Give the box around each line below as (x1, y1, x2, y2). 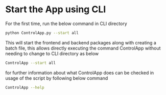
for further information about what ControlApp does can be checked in (5, 69, 154, 76)
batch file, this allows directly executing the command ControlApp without (5, 45, 161, 51)
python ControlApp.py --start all (5, 30, 79, 35)
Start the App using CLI (5, 4, 106, 15)
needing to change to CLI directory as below (5, 50, 99, 57)
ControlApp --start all (5, 60, 56, 65)
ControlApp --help (5, 85, 44, 90)
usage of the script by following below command (5, 75, 108, 81)
